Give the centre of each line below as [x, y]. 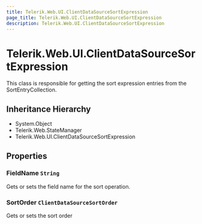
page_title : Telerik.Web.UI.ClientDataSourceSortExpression [84, 18]
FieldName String [33, 173]
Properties [27, 156]
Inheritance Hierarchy [49, 109]
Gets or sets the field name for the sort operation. [68, 186]
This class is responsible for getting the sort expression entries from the [96, 84]
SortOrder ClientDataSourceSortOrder [62, 202]
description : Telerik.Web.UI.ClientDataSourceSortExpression [85, 23]
